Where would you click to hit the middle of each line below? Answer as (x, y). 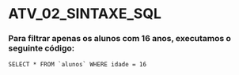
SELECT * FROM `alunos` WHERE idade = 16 (78, 65)
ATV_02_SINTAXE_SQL (85, 14)
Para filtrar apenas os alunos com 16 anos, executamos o (120, 39)
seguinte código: (42, 48)
